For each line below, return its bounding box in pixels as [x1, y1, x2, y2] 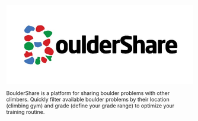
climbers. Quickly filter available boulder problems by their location [6, 96, 170, 103]
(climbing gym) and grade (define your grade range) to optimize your [6, 102, 175, 109]
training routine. [6, 108, 45, 115]
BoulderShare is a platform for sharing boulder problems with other [6, 89, 170, 96]
